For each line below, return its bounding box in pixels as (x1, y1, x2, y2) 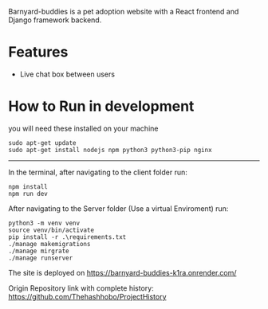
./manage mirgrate (8, 247, 69, 255)
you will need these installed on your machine (8, 123, 159, 133)
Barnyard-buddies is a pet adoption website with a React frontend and (8, 7, 239, 16)
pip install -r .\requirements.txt (8, 233, 127, 241)
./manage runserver (8, 254, 73, 262)
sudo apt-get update (8, 139, 77, 147)
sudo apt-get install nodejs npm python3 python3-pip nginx (8, 146, 213, 154)
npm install (8, 182, 48, 190)
